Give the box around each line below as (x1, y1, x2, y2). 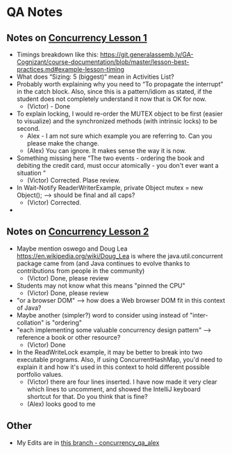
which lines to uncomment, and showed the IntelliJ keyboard (26, 384, 201, 393)
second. (16, 125, 40, 132)
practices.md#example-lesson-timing (16, 65, 124, 73)
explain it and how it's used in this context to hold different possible (16, 363, 210, 371)
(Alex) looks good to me (26, 400, 96, 408)
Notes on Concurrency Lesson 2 (6, 226, 149, 237)
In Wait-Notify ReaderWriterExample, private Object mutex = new (16, 184, 204, 191)
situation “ (16, 169, 47, 177)
